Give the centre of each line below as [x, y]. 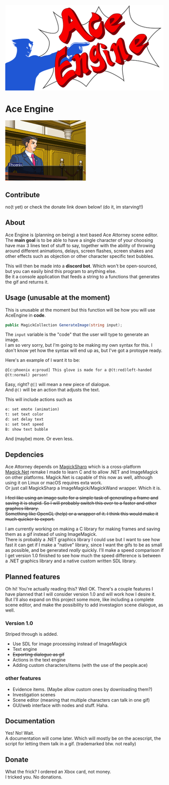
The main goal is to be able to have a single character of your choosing [79, 240]
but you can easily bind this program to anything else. [61, 271]
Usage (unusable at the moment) [58, 298]
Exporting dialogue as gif [38, 655]
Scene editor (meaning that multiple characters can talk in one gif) [81, 700]
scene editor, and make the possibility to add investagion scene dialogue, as [84, 605]
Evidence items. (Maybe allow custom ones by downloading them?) [82, 689]
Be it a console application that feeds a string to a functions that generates [82, 276]
